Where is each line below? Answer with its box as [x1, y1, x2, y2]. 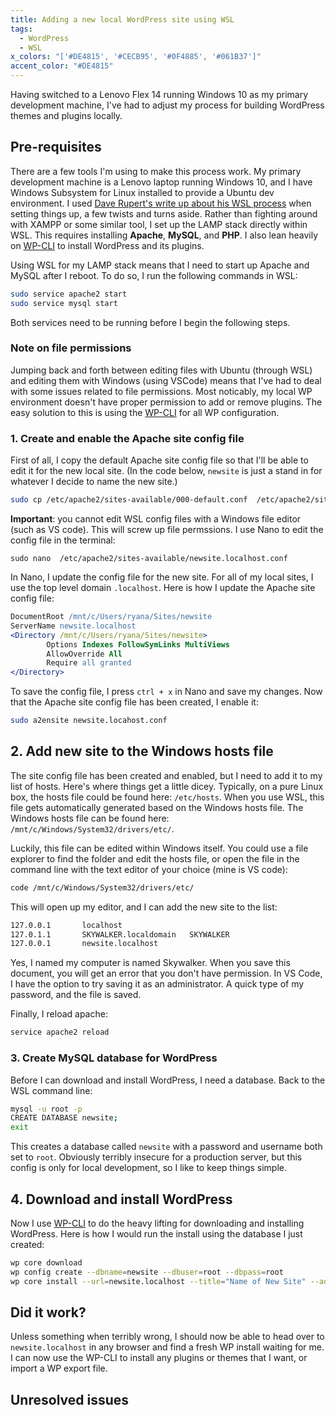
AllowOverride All [46, 649, 123, 659]
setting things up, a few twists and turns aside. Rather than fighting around [10, 207, 318, 220]
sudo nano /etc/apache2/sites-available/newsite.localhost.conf [10, 554, 288, 564]
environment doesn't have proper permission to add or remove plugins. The [10, 396, 323, 408]
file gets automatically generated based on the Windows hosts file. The [10, 801, 304, 813]
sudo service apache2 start [10, 289, 128, 299]
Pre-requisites [10, 139, 102, 156]
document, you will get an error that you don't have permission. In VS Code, [10, 967, 323, 980]
